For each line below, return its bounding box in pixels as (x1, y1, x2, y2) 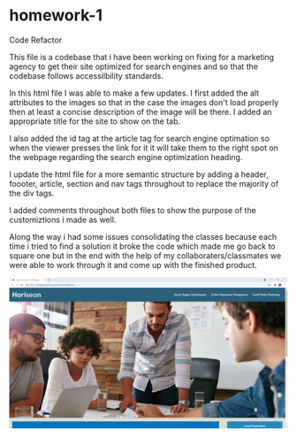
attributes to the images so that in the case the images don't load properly (9, 96, 279, 107)
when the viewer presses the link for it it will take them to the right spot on (9, 142, 278, 153)
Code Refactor (9, 35, 63, 45)
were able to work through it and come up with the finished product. (9, 259, 258, 270)
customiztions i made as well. (9, 214, 117, 225)
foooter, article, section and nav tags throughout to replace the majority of (9, 178, 279, 188)
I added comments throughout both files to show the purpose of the (9, 204, 256, 215)
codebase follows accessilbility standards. (9, 70, 164, 81)
